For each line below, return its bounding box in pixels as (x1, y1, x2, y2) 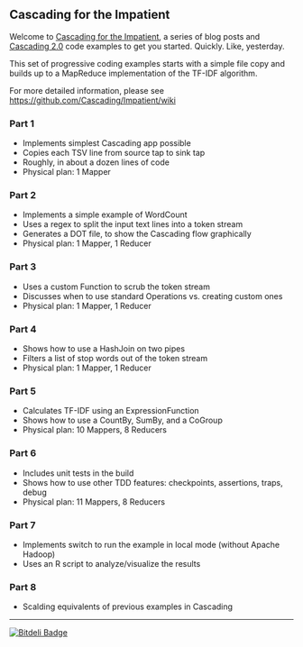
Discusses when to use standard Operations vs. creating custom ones (22, 290, 283, 301)
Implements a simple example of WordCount (22, 209, 188, 220)
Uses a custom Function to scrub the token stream (22, 281, 210, 292)
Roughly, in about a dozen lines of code (22, 157, 170, 168)
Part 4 (9, 323, 37, 335)
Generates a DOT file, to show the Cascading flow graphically (22, 229, 252, 240)
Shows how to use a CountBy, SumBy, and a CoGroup (22, 415, 223, 426)
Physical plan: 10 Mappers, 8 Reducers (22, 424, 167, 435)
